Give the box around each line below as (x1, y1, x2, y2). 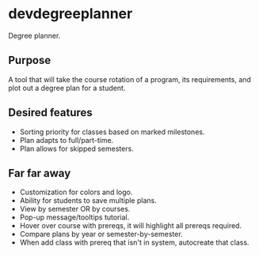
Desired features (8, 106, 93, 119)
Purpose (8, 54, 51, 67)
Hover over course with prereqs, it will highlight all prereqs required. (19, 221, 242, 231)
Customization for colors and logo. (19, 187, 133, 197)
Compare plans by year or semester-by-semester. (19, 230, 184, 239)
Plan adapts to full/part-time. (19, 135, 114, 144)
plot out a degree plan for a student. (8, 83, 126, 92)
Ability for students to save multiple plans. (19, 196, 157, 205)
